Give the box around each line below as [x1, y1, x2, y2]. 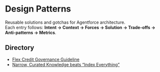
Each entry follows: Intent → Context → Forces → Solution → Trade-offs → [5, 24, 156, 30]
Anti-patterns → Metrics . [5, 29, 57, 35]
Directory [5, 43, 34, 52]
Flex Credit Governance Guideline [12, 57, 80, 62]
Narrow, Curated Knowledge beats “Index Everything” [12, 61, 120, 67]
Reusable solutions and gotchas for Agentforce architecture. [5, 19, 126, 25]
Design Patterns [5, 3, 71, 14]
